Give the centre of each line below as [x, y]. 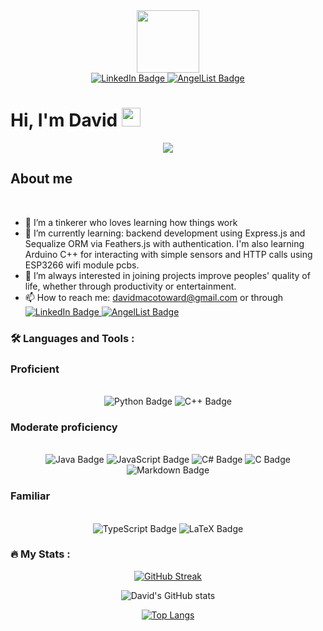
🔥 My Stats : [40, 554]
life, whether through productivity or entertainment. [130, 286]
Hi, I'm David [64, 120]
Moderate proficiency [64, 427]
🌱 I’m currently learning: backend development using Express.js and [165, 233]
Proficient [35, 369]
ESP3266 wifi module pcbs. [82, 265]
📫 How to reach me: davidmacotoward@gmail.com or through [154, 297]
